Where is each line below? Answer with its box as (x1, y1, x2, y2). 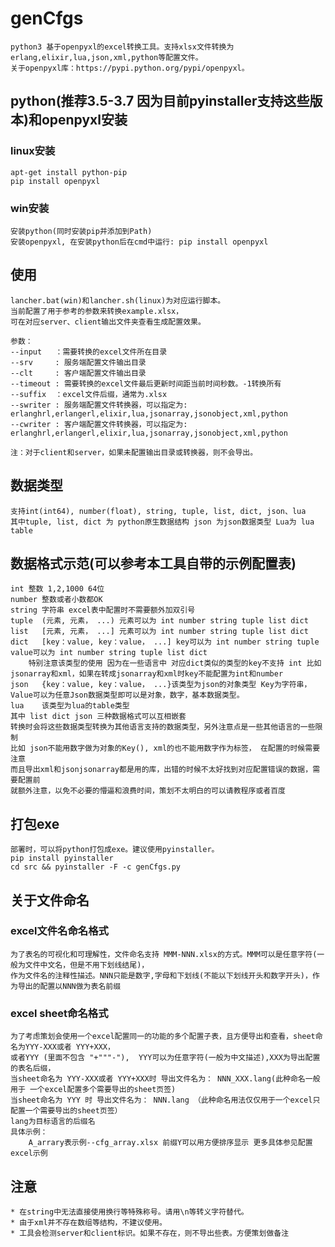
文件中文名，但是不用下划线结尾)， (24, 960, 150, 970)
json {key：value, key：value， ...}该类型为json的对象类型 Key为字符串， (10, 680, 312, 690)
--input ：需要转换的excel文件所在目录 (10, 347, 168, 357)
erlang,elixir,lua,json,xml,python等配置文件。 (10, 52, 203, 62)
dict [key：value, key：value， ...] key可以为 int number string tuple (10, 637, 320, 647)
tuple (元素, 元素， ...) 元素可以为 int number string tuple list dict (10, 616, 309, 626)
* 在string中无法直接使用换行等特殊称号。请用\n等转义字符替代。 (10, 1207, 249, 1217)
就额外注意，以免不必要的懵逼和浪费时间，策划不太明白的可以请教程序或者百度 (10, 786, 286, 796)
